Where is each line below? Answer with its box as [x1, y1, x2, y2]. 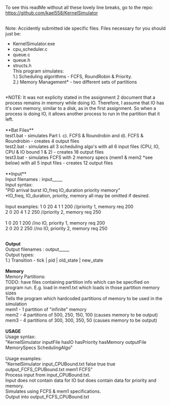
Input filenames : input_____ [5, 176, 63, 182]
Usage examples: [5, 356, 42, 361]
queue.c [12, 51, 31, 58]
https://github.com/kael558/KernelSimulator [5, 10, 98, 16]
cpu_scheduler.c [12, 46, 48, 52]
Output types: [5, 252, 34, 257]
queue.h [12, 57, 31, 63]
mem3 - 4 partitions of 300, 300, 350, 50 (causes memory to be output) [5, 317, 158, 323]
